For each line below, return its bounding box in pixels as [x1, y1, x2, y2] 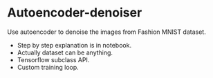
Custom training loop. [17, 63, 80, 71]
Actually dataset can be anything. [17, 48, 113, 57]
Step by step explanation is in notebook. [17, 41, 132, 49]
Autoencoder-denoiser [7, 5, 142, 21]
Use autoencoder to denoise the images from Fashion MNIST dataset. [7, 28, 206, 36]
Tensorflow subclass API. [17, 55, 90, 64]
